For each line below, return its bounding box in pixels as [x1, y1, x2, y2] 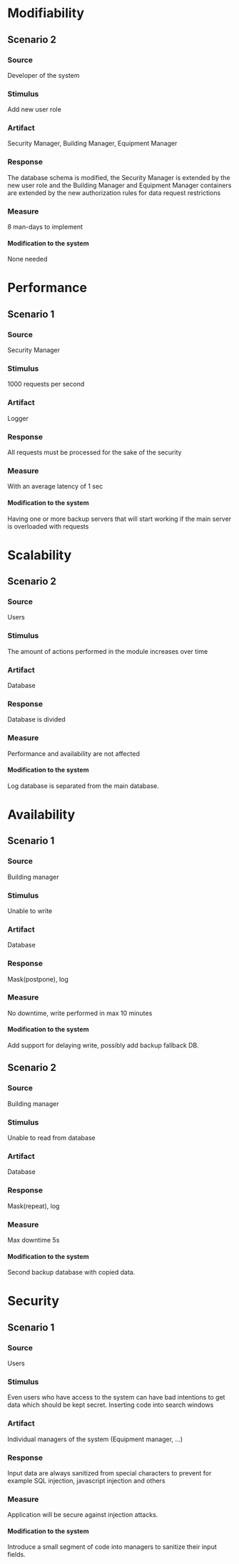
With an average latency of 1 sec [7, 482, 103, 491]
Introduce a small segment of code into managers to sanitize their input [7, 1543, 217, 1551]
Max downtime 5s [7, 1235, 60, 1244]
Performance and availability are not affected [7, 749, 141, 758]
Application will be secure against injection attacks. [7, 1510, 158, 1519]
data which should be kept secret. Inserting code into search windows [7, 1400, 214, 1409]
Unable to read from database [7, 1134, 96, 1142]
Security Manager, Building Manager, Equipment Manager [7, 139, 178, 148]
